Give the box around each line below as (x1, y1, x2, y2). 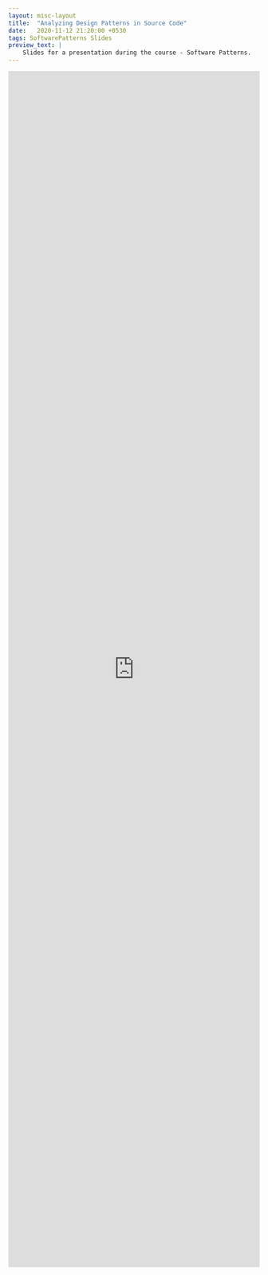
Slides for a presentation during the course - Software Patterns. (22, 49, 251, 57)
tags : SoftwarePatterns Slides (8, 33, 112, 42)
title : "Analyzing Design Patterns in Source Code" (8, 19, 187, 27)
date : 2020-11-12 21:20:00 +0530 (8, 26, 127, 34)
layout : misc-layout (8, 11, 77, 20)
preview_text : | (8, 41, 62, 49)
